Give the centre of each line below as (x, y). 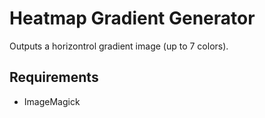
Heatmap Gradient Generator (132, 18)
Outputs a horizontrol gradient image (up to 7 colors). (119, 46)
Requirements (54, 77)
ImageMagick (52, 101)
